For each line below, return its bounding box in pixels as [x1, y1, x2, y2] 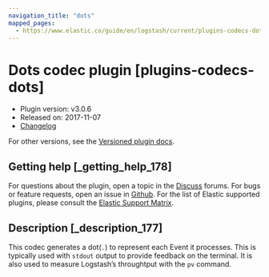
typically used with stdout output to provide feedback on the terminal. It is [8, 251, 253, 260]
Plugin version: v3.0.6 [19, 105, 92, 114]
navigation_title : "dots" [8, 11, 94, 20]
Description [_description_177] [8, 221, 163, 235]
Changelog [19, 121, 57, 131]
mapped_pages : [8, 19, 56, 27]
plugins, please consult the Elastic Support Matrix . [8, 198, 175, 208]
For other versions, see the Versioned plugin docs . [8, 137, 175, 146]
